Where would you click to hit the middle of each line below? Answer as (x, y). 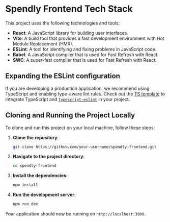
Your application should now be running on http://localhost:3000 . (76, 214)
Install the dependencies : (40, 176)
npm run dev (25, 204)
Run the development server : (44, 195)
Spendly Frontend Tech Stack (69, 9)
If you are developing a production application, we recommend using (77, 88)
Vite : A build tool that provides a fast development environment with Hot (88, 38)
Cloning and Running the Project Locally (70, 115)
